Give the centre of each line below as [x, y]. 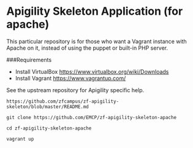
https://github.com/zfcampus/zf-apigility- [63, 101]
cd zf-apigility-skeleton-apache [49, 128]
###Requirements [29, 60]
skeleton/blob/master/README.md [47, 107]
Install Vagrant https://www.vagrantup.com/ [70, 78]
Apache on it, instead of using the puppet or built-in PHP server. [87, 48]
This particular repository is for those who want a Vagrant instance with [96, 41]
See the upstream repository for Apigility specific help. [75, 90]
